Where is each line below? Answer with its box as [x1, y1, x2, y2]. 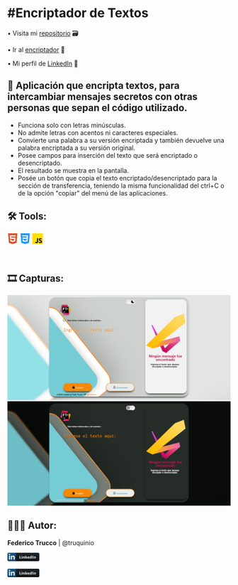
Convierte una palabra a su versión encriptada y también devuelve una [17, 136, 225, 144]
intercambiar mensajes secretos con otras [7, 91, 198, 103]
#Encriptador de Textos [7, 5, 149, 21]
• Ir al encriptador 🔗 [7, 45, 65, 54]
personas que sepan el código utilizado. [7, 102, 188, 114]
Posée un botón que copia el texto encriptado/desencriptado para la [17, 173, 217, 182]
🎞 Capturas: [7, 272, 64, 284]
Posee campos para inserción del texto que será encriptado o [17, 151, 198, 159]
